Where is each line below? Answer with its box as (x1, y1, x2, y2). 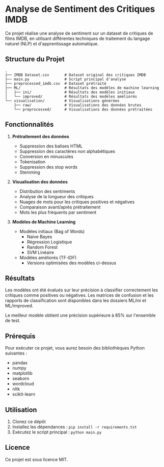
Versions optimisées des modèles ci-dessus (27, 260, 116, 266)
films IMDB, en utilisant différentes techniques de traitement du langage (5, 36, 150, 41)
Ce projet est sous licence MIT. (5, 456, 68, 462)
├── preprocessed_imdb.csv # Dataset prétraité (5, 81, 107, 86)
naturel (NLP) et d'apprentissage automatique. (5, 40, 99, 46)
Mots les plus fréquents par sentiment (19, 209, 97, 215)
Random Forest (27, 244, 58, 250)
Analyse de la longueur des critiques (19, 193, 94, 199)
